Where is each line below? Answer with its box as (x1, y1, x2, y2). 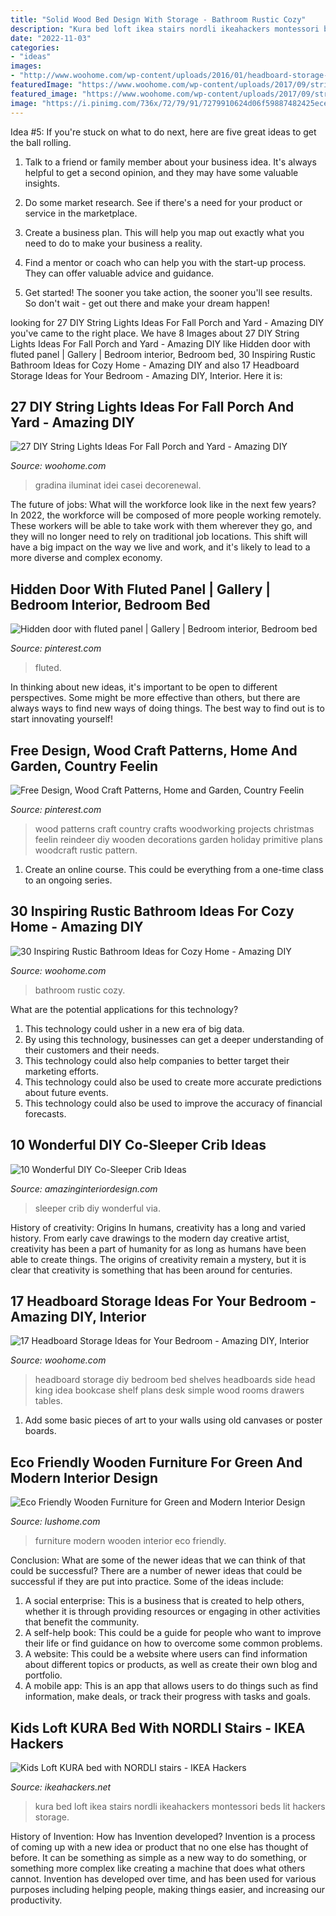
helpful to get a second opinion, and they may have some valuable (24, 166, 299, 178)
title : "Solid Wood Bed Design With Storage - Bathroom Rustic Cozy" (10, 14, 307, 25)
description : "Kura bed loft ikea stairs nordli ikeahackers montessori (10, 24, 320, 34)
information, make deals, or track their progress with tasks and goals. (24, 1691, 311, 1703)
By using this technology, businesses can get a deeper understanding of (24, 1033, 324, 1045)
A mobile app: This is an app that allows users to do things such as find (24, 1680, 319, 1692)
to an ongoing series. (24, 874, 113, 886)
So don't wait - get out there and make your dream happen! (24, 297, 270, 309)
